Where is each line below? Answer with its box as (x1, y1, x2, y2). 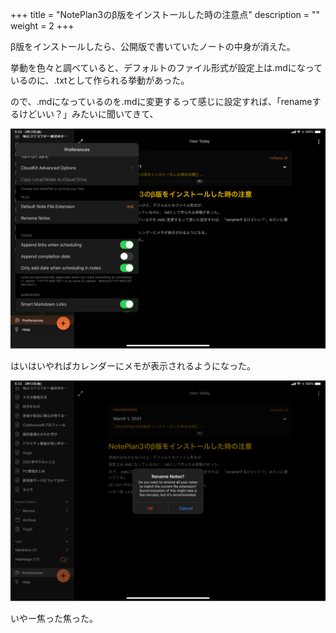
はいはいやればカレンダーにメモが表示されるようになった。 (10, 360, 256, 372)
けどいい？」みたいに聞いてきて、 (18, 108, 159, 120)
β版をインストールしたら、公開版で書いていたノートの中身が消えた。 (10, 41, 296, 52)
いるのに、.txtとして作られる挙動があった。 (10, 74, 190, 86)
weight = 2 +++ (10, 20, 75, 32)
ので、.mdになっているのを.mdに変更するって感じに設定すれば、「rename (10, 96, 313, 107)
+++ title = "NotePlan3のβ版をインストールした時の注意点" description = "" (10, 9, 320, 20)
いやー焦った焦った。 (10, 612, 98, 624)
